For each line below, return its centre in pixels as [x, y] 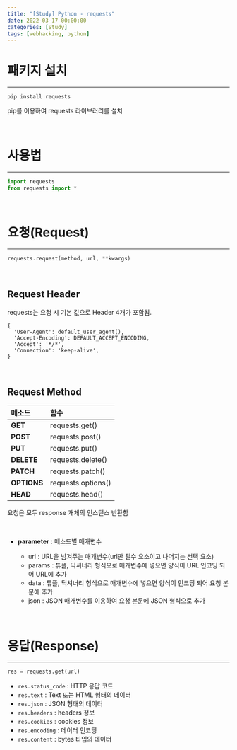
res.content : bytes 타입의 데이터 [64, 739]
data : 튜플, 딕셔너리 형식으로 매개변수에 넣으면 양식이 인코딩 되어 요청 [124, 583]
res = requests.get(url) [44, 672]
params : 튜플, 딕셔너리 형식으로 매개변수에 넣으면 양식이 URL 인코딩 [123, 565]
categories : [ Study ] [38, 27]
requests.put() [73, 449]
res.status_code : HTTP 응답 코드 [65, 686]
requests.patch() [78, 471]
